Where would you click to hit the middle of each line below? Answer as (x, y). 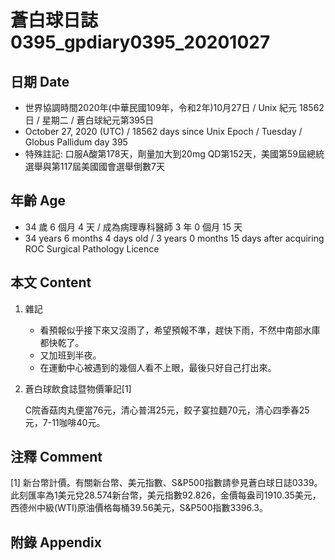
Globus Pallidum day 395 (76, 142)
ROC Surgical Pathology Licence (92, 248)
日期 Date (40, 81)
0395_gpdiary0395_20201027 (140, 42)
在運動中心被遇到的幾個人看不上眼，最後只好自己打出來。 (158, 367)
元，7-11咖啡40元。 (65, 422)
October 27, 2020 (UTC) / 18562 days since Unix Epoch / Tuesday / (163, 131)
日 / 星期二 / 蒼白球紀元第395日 (89, 120)
